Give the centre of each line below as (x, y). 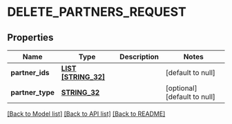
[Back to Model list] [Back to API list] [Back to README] (86, 114)
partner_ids (30, 73)
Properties (30, 38)
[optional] (181, 88)
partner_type (33, 92)
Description (139, 57)
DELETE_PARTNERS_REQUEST (97, 12)
